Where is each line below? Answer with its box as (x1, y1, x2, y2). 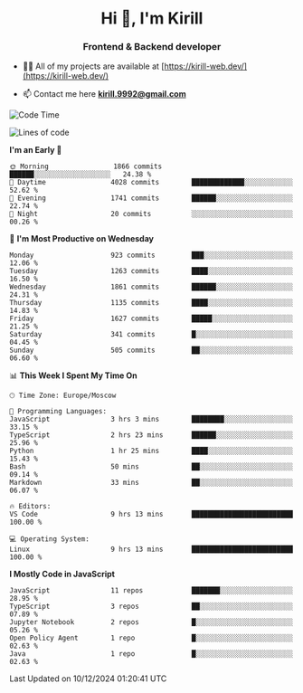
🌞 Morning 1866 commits (9, 162, 163, 171)
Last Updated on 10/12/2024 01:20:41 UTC (9, 673, 167, 684)
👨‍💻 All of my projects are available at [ (22, 61, 165, 71)
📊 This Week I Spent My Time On (9, 370, 137, 381)
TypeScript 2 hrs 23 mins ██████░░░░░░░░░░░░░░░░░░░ (9, 431, 294, 440)
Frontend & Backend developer (82, 41, 222, 53)
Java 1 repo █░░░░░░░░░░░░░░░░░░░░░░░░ (9, 650, 294, 659)
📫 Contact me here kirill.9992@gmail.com (22, 89, 187, 100)
